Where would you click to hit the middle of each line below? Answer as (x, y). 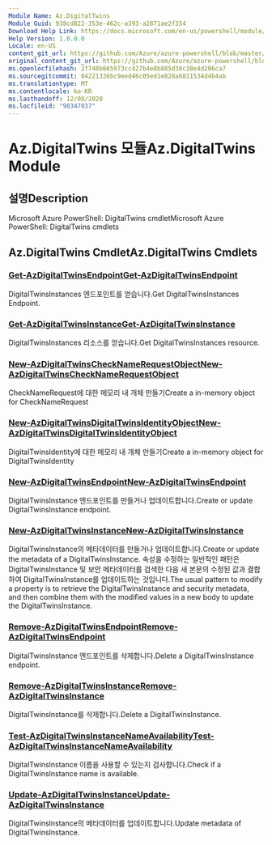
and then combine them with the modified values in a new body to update (131, 597)
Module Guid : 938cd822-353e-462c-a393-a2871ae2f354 (97, 23)
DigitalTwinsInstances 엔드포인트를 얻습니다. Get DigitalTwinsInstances (124, 294)
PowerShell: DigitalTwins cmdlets (64, 227)
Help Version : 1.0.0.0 (47, 38)
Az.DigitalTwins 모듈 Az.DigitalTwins (132, 149)
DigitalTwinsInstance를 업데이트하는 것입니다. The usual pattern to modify (143, 580)
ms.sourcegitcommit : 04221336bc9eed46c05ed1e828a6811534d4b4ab (117, 76)
